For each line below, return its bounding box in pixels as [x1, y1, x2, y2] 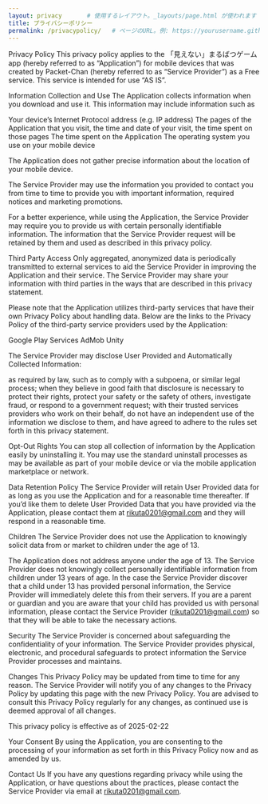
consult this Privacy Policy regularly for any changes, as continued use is [8, 698, 249, 707]
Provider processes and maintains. [8, 657, 122, 666]
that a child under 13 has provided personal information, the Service [8, 582, 231, 591]
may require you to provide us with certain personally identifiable [8, 221, 222, 230]
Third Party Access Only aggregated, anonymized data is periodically [8, 254, 237, 263]
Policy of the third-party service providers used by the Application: [8, 320, 228, 330]
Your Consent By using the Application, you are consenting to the [8, 737, 223, 746]
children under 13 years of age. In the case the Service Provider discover [8, 573, 248, 582]
